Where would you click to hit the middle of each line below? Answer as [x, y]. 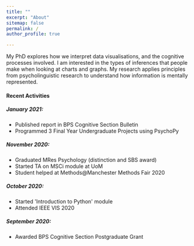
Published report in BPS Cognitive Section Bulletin [77, 124]
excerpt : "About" [28, 17]
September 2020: [29, 221]
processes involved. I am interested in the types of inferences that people [97, 63]
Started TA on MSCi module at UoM [59, 166]
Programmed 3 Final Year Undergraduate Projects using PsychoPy [97, 131]
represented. [22, 82]
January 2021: [25, 109]
